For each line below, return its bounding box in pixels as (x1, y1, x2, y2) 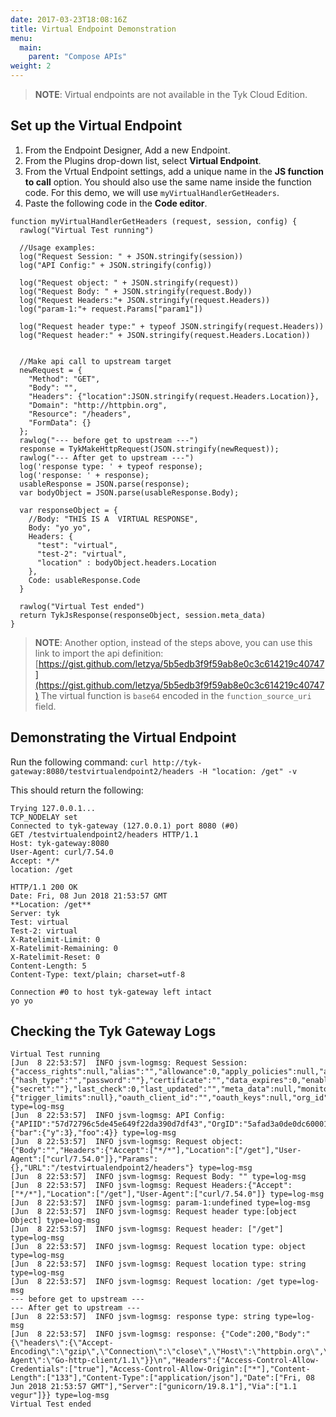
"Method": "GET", (28, 374, 101, 384)
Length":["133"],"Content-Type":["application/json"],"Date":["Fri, (10, 1373, 302, 1383)
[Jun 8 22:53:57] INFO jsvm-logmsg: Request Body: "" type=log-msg (10, 1172, 307, 1182)
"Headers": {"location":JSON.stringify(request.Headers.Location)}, (28, 391, 320, 401)
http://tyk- (152, 757, 203, 768)
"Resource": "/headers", (28, 409, 132, 419)
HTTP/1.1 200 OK (10, 882, 78, 892)
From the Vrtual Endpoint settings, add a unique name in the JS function (24, 165, 324, 177)
